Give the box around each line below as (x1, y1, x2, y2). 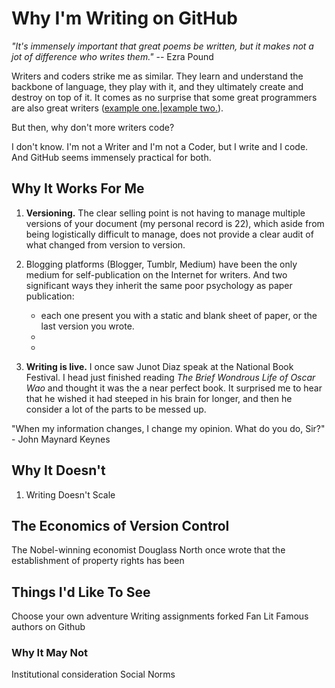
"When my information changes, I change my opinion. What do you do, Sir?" (11, 422, 326, 434)
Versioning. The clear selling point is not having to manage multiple (25, 207, 306, 219)
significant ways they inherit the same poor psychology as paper (25, 279, 293, 291)
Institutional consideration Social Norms (11, 668, 176, 681)
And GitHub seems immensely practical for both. (11, 151, 212, 163)
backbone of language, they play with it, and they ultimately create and (11, 80, 304, 92)
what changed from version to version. (25, 238, 186, 251)
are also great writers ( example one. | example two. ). (11, 102, 224, 114)
